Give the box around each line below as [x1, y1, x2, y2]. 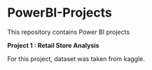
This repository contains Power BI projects [7, 28, 130, 36]
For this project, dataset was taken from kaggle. [7, 54, 146, 63]
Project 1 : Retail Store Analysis [7, 41, 99, 49]
